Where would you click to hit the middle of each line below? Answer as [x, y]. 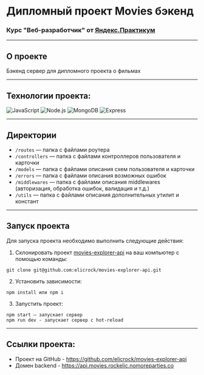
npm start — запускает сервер [45, 315]
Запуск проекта [38, 226]
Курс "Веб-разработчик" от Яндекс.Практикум [81, 30]
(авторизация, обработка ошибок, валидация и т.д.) [82, 188]
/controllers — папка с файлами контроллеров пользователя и [98, 156]
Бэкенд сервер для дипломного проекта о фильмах [73, 71]
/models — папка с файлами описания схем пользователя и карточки [105, 169]
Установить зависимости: [48, 281]
